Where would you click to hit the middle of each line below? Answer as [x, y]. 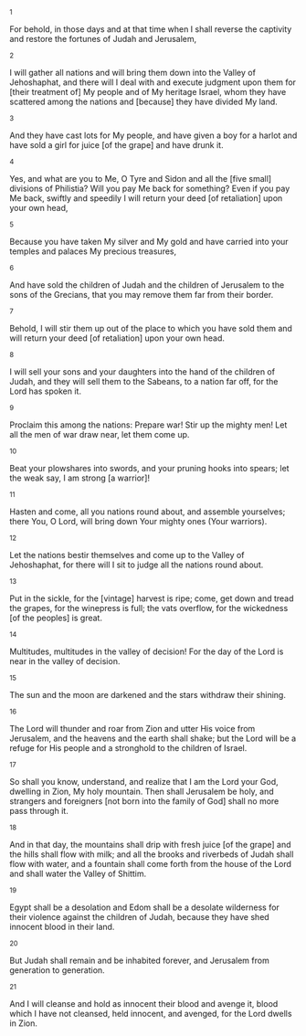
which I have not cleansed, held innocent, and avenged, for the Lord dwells [151, 1014]
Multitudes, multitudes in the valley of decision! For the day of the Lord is [147, 651]
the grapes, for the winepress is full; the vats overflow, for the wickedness [149, 608]
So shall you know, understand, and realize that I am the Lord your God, [144, 782]
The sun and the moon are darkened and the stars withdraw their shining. [148, 695]
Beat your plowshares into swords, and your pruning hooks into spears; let [149, 468]
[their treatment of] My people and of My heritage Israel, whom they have [148, 92]
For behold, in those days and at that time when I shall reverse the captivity [151, 29]
